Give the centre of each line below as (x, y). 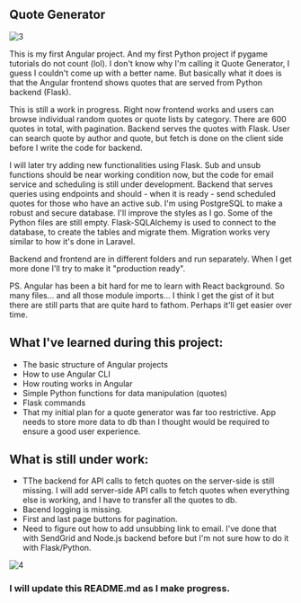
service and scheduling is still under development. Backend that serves (142, 184)
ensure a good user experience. (81, 431)
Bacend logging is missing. (72, 510)
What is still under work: (79, 460)
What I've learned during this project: (116, 343)
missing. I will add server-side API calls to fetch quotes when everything (156, 491)
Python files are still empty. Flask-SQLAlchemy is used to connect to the (143, 222)
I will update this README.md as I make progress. (120, 589)
